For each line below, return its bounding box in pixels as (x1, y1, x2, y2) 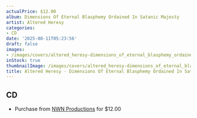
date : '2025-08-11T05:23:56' (6, 36, 77, 41)
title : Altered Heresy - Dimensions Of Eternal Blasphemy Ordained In (6, 68, 182, 74)
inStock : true (6, 57, 41, 63)
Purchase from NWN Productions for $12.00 (14, 106, 121, 113)
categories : (6, 25, 35, 31)
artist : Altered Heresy (6, 19, 64, 25)
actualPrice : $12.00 (6, 8, 57, 15)
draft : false (6, 41, 38, 47)
